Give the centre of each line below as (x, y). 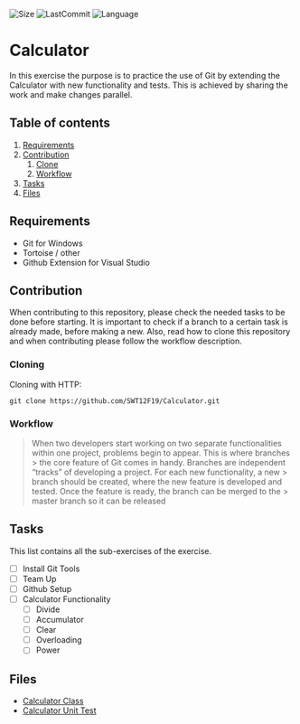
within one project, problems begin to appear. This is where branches (161, 453)
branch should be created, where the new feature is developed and (157, 481)
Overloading (59, 640)
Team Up (39, 578)
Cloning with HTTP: (46, 384)
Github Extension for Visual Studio (86, 262)
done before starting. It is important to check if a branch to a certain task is (149, 322)
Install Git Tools (51, 569)
